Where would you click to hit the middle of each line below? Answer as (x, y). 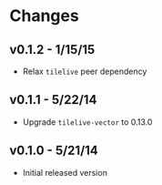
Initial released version (65, 172)
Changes (44, 16)
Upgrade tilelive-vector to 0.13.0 (87, 122)
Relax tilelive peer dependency (85, 71)
